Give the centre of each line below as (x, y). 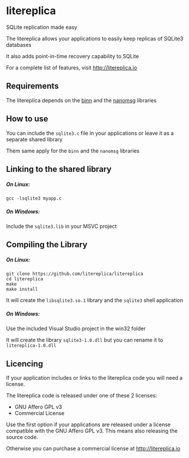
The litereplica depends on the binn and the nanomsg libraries (82, 100)
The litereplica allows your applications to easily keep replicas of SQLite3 (95, 38)
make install (22, 290)
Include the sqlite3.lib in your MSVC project (62, 226)
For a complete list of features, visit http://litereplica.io (72, 67)
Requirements (32, 86)
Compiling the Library (47, 245)
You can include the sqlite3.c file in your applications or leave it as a (90, 133)
